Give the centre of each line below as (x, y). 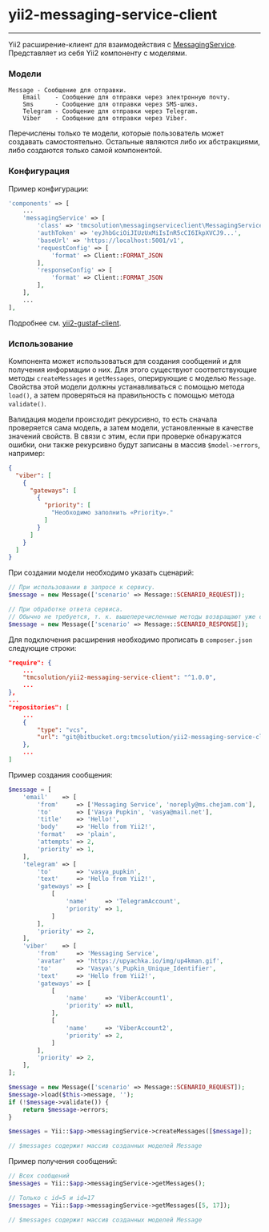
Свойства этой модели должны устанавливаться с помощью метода (127, 386)
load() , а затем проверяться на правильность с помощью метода (121, 395)
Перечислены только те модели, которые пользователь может (116, 133)
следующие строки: (42, 648)
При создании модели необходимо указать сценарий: (101, 573)
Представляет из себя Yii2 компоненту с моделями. (98, 53)
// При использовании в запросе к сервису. (82, 588)
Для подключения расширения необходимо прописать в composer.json (130, 640)
